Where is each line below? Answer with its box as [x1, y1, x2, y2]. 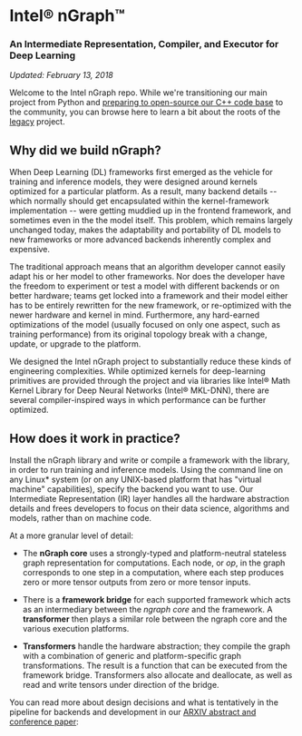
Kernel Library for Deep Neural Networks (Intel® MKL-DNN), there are [9, 385, 270, 396]
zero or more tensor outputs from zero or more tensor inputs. [22, 577, 251, 588]
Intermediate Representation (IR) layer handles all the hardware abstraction [9, 494, 290, 505]
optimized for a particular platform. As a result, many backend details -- [9, 186, 278, 197]
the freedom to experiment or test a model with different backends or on [9, 280, 280, 291]
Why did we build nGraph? [9, 142, 161, 158]
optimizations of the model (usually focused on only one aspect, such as [9, 319, 281, 330]
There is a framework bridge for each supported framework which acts [22, 594, 291, 605]
